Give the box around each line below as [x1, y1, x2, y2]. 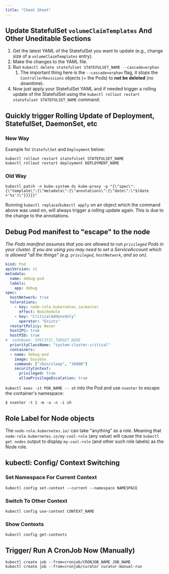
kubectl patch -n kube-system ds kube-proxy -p [5, 184, 108, 189]
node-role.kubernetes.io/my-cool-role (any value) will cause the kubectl [5, 433, 159, 439]
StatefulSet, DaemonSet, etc [5, 119, 98, 128]
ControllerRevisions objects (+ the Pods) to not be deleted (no [20, 75, 154, 81]
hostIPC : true [10, 328, 40, 333]
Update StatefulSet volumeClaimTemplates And [5, 27, 152, 35]
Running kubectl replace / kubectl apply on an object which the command [5, 202, 161, 208]
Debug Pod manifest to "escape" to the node [5, 228, 150, 236]
